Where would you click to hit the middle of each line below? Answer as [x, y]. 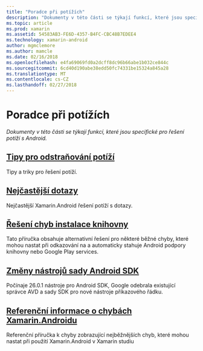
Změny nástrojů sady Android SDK [73, 271]
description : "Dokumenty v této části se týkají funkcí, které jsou [94, 18]
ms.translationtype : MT [36, 74]
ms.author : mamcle [29, 51]
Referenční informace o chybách [69, 311]
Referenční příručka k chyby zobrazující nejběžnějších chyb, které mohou [98, 335]
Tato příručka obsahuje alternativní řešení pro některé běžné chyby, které [98, 239]
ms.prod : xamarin [28, 29]
